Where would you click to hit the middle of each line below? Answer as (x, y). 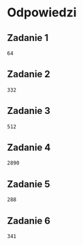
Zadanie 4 (29, 148)
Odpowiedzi (42, 13)
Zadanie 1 (28, 38)
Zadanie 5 (29, 184)
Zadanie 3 (29, 111)
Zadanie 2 (29, 74)
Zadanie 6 (29, 221)
